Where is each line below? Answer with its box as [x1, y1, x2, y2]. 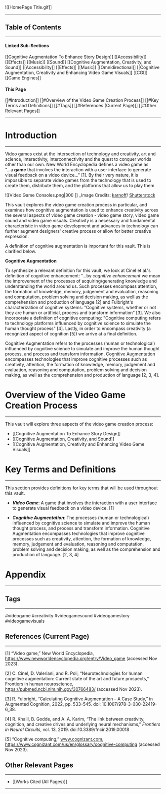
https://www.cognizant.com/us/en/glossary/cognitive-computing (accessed [5, 741, 160, 747]
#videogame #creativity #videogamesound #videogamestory [5, 612, 130, 618]
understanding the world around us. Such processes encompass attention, [5, 283, 157, 289]
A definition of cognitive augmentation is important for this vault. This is [5, 243, 151, 249]
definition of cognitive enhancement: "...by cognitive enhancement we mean [5, 273, 161, 279]
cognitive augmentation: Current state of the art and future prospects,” [5, 675, 149, 681]
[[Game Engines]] [5, 75, 41, 81]
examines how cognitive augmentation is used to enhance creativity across [5, 207, 159, 213]
